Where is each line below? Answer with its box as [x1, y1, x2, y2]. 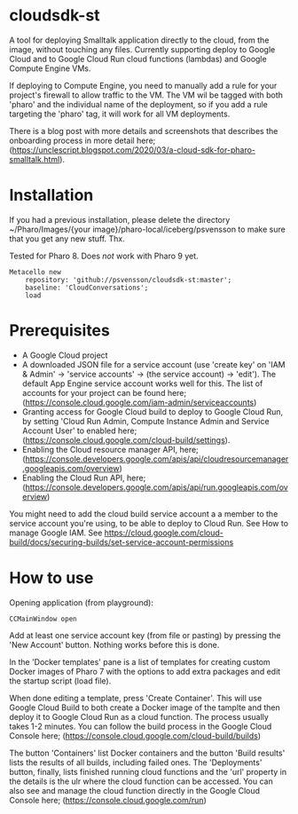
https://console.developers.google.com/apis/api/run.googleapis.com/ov [25, 481, 288, 493]
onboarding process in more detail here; [9, 135, 156, 146]
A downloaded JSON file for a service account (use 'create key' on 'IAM [21, 359, 286, 369]
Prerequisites [9, 320, 111, 341]
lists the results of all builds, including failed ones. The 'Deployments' [9, 756, 263, 768]
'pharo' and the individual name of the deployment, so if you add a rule [9, 99, 268, 109]
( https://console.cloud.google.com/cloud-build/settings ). [21, 434, 231, 445]
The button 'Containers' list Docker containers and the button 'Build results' [9, 747, 286, 758]
